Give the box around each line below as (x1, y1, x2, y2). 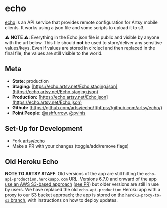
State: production (12, 78, 49, 84)
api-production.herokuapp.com (5, 177, 68, 182)
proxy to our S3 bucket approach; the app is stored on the (5, 192, 125, 198)
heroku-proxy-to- (125, 193, 161, 198)
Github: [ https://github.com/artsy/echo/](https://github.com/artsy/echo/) (12, 104, 162, 110)
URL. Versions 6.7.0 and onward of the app (69, 176, 157, 182)
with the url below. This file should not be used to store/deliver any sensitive (5, 39, 162, 45)
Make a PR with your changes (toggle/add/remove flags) (12, 143, 129, 149)
